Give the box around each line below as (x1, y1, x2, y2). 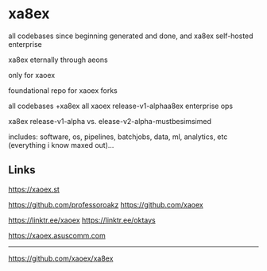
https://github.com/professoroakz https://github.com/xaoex (8, 199, 204, 209)
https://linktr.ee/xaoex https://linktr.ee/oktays (8, 215, 157, 225)
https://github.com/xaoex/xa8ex (8, 254, 114, 263)
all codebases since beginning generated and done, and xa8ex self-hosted (8, 31, 253, 41)
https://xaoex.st (8, 184, 60, 194)
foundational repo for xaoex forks (8, 85, 118, 95)
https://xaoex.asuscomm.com (8, 230, 106, 240)
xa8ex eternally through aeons (8, 55, 109, 64)
